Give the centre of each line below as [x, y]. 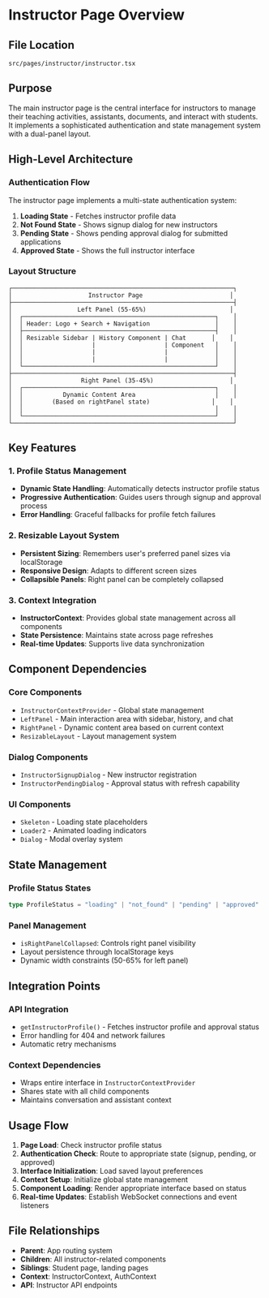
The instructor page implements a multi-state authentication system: [123, 200]
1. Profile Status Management [68, 471]
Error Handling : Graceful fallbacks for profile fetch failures [118, 515]
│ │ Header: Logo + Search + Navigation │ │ [123, 323]
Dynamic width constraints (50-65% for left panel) [104, 960]
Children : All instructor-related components [93, 1259]
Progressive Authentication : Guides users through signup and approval [141, 498]
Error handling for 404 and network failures [93, 1035]
